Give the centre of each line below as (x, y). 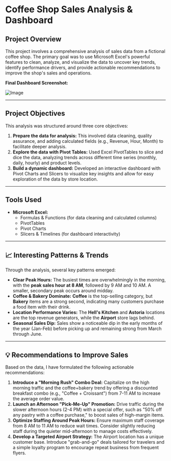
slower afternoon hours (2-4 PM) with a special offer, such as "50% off (87, 409)
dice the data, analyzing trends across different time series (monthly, (85, 157)
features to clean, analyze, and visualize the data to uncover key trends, (81, 62)
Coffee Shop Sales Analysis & (69, 9)
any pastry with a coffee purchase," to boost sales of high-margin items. (88, 415)
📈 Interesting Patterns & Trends (57, 255)
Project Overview (33, 39)
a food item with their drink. (41, 307)
